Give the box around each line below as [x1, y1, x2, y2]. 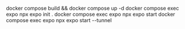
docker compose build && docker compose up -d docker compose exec [6, 5, 179, 11]
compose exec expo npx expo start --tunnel [6, 17, 112, 23]
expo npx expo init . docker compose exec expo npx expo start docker [6, 11, 176, 18]
